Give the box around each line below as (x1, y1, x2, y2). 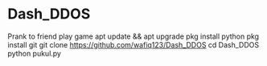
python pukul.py (7, 48, 62, 58)
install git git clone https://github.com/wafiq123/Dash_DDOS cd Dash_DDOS (7, 39, 259, 49)
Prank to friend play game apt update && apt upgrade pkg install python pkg (7, 31, 259, 41)
